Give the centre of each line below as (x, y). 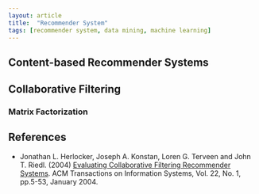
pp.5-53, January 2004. (59, 181)
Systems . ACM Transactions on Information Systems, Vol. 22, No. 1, (130, 173)
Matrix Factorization (48, 112)
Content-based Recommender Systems (108, 62)
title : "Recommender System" (58, 23)
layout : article (35, 15)
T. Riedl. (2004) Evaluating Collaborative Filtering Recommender (125, 165)
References (37, 137)
